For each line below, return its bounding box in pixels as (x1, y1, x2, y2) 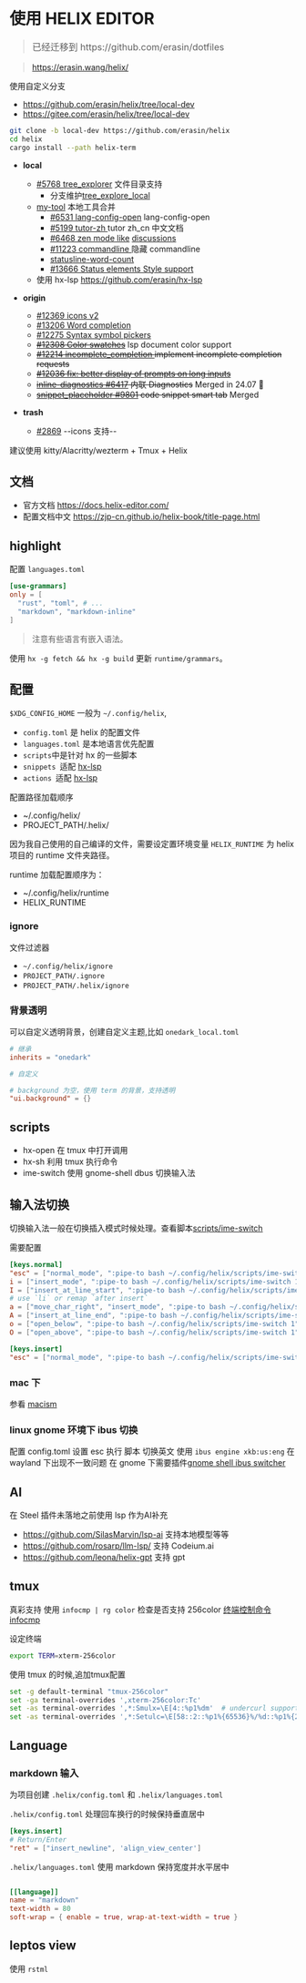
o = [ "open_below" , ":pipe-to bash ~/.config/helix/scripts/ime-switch (9, 1320, 287, 1329)
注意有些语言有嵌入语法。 (31, 633, 128, 644)
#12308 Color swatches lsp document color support (36, 339, 232, 350)
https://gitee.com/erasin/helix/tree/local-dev (22, 108, 190, 119)
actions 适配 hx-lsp (22, 772, 98, 783)
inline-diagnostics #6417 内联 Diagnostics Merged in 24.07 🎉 (36, 379, 264, 390)
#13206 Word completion (36, 320, 132, 331)
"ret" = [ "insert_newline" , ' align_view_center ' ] (9, 1844, 202, 1853)
